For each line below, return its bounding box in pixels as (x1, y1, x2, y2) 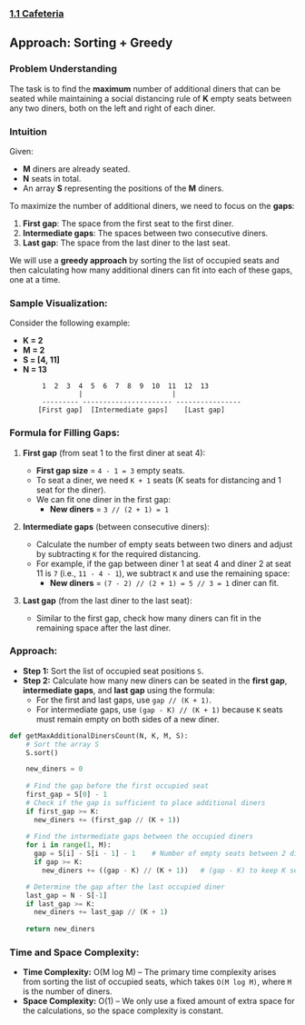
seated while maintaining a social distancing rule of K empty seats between (9, 93, 292, 104)
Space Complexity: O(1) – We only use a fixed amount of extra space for (22, 996, 295, 1007)
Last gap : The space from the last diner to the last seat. (22, 237, 231, 248)
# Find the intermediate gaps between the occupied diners (25, 832, 254, 841)
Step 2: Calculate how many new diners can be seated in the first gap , (22, 675, 288, 686)
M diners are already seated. (22, 163, 131, 174)
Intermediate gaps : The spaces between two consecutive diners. (22, 227, 269, 238)
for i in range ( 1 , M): (25, 841, 112, 850)
